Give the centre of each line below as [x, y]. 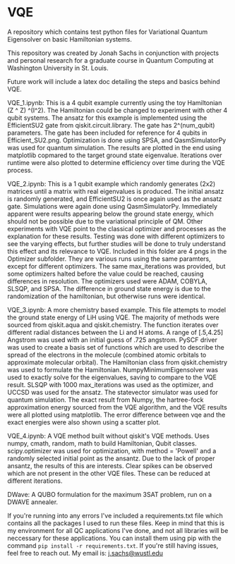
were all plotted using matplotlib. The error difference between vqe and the [116, 415]
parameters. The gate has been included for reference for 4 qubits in [107, 133]
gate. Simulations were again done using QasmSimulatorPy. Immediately [112, 206]
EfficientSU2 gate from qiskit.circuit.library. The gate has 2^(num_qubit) [111, 125]
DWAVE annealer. [33, 502]
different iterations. [35, 481]
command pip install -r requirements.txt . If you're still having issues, [113, 545]
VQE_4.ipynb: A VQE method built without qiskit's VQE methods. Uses [108, 436]
